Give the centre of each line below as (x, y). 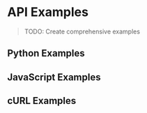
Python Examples (46, 53)
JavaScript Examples (54, 77)
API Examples (48, 12)
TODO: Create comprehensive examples (82, 31)
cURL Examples (42, 101)
